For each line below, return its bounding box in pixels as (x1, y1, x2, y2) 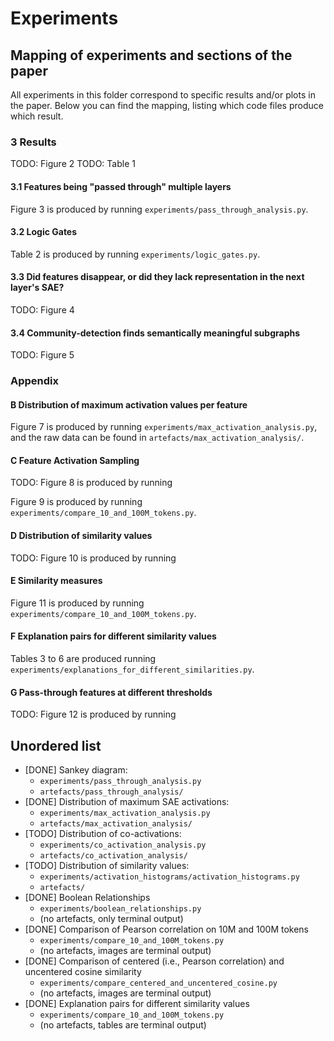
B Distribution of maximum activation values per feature (10, 398, 248, 411)
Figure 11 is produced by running (10, 597, 145, 609)
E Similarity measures (10, 575, 103, 587)
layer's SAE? (10, 282, 65, 294)
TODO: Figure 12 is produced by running (10, 708, 177, 721)
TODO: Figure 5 (10, 349, 75, 361)
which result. (10, 110, 64, 122)
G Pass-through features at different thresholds (10, 686, 213, 698)
